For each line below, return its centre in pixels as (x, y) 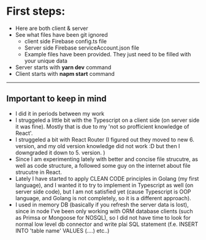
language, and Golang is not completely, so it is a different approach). (103, 198)
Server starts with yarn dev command (63, 67)
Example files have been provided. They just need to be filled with (108, 54)
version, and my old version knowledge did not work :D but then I (97, 146)
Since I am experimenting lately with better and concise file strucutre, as (106, 159)
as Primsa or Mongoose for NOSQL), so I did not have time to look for (103, 217)
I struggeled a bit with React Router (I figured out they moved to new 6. (105, 140)
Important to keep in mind (57, 99)
